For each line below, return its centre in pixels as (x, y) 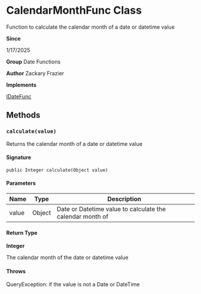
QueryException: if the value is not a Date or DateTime (73, 284)
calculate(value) (31, 131)
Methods (23, 115)
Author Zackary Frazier (35, 73)
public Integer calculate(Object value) (57, 170)
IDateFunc (19, 96)
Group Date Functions (33, 62)
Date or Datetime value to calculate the (111, 209)
